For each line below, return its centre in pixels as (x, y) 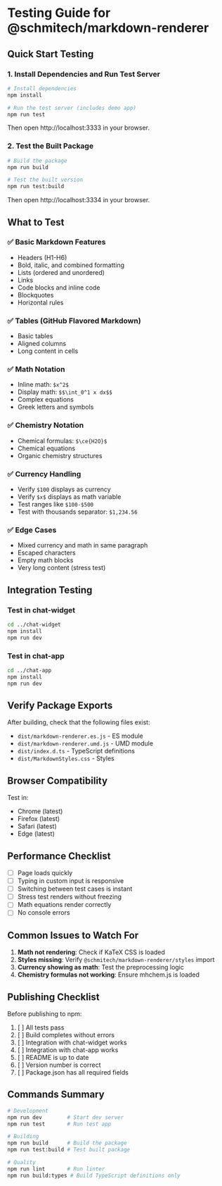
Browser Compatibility (57, 780)
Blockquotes (35, 295)
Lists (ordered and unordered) (61, 272)
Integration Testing (50, 590)
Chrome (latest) (40, 811)
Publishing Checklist (53, 997)
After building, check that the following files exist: (79, 722)
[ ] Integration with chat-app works (68, 1050)
